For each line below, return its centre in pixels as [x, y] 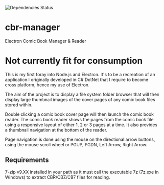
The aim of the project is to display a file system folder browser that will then [82, 94]
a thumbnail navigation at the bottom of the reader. [56, 130]
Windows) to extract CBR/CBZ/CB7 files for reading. [58, 177]
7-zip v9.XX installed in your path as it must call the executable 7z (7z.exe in [82, 172]
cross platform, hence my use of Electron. [47, 85]
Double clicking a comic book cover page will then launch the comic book [80, 114]
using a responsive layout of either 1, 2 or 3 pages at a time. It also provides [81, 125]
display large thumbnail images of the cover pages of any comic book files [80, 99]
